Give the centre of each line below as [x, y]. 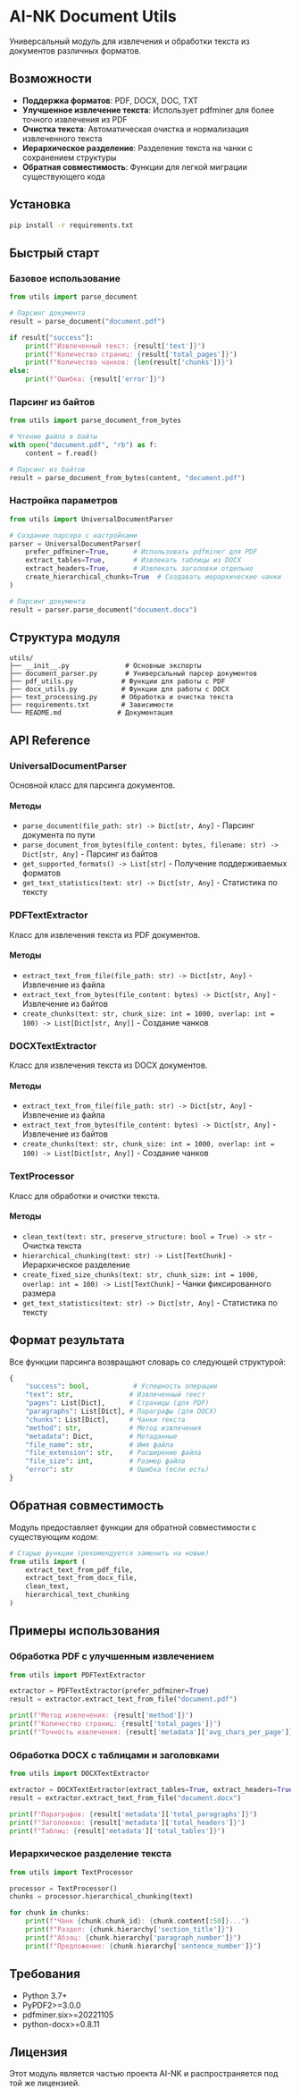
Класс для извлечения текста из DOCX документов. [108, 1065]
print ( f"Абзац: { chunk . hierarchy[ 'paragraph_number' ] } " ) [133, 1938]
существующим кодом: [54, 1536]
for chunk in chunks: [50, 1913]
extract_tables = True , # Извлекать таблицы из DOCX [133, 561]
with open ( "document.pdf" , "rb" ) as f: [83, 445]
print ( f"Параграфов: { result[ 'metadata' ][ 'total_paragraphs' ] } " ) [133, 1814]
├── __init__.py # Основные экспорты [105, 666]
